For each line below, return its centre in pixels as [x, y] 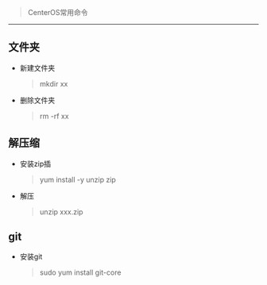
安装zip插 [35, 164]
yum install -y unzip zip [78, 179]
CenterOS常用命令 [58, 12]
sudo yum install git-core [80, 272]
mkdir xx [54, 83]
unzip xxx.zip [61, 212]
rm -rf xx [54, 116]
